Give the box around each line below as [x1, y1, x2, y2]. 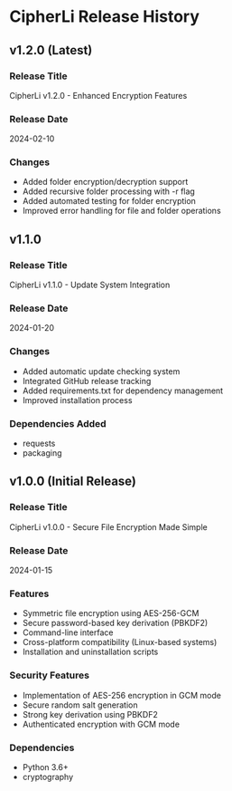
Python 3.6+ [22, 761, 70, 772]
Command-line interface [22, 627, 114, 638]
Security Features [9, 669, 90, 681]
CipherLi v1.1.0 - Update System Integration [9, 279, 171, 291]
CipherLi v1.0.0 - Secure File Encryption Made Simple [9, 521, 208, 532]
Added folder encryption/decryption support [22, 177, 189, 188]
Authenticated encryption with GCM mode [22, 719, 181, 729]
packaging [22, 448, 62, 458]
